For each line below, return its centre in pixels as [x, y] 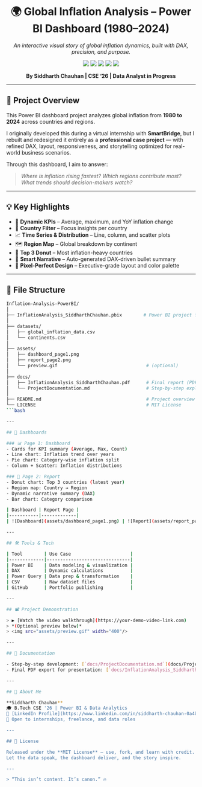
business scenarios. [46, 152]
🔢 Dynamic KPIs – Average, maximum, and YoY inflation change [94, 222]
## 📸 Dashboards [26, 432]
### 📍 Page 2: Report [33, 477]
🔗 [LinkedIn [21, 714]
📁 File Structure [36, 290]
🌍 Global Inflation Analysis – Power [101, 12]
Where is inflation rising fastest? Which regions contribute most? [101, 176]
